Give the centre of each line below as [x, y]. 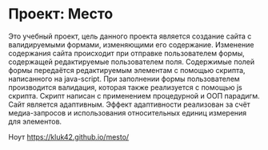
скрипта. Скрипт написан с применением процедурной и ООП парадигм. [134, 95]
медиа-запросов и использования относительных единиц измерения [128, 112]
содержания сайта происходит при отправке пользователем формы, [127, 53]
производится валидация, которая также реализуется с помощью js [125, 87]
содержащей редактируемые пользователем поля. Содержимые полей [132, 62]
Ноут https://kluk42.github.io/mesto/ [69, 136]
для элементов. [35, 121]
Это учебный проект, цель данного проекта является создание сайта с [130, 36]
